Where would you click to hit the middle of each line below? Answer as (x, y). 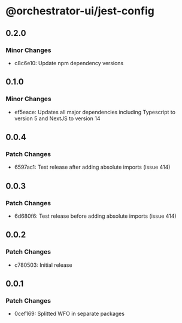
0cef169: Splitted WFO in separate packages (69, 314)
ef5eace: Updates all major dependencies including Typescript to (95, 112)
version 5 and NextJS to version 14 (57, 118)
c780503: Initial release (43, 265)
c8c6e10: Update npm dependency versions (69, 63)
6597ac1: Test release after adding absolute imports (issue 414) (92, 167)
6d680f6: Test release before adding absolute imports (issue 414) (95, 216)
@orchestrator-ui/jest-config (80, 11)
